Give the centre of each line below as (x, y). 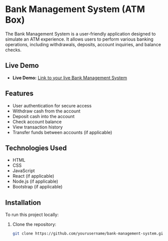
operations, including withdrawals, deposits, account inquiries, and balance (83, 44)
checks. (13, 50)
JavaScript (24, 171)
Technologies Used (36, 148)
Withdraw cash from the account (46, 111)
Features (19, 94)
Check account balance (37, 122)
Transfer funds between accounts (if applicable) (62, 132)
